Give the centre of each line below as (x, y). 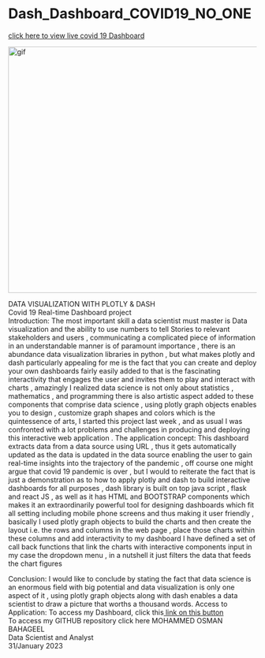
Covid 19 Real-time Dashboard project (70, 312)
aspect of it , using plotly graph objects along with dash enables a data (123, 595)
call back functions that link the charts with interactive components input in (130, 546)
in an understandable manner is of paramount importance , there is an (122, 346)
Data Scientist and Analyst (51, 637)
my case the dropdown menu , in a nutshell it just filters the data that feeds (130, 555)
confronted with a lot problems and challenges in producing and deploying (129, 429)
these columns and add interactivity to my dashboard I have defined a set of (132, 538)
